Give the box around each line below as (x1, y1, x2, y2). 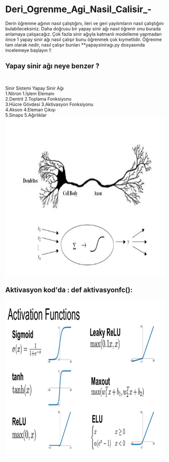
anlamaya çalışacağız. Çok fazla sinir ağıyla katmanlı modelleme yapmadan (5, 31, 162, 37)
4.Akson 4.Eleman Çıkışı (5, 106, 56, 112)
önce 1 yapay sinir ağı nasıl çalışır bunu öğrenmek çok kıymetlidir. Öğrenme (5, 36, 162, 43)
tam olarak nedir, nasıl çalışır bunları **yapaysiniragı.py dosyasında (5, 41, 145, 48)
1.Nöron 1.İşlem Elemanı (5, 90, 55, 97)
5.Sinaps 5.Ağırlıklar (5, 112, 47, 118)
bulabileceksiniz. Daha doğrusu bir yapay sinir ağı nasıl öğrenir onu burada (5, 25, 161, 31)
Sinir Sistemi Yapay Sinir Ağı (5, 85, 64, 91)
